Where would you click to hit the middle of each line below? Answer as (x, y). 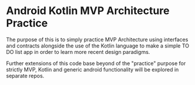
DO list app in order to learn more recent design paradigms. (78, 52)
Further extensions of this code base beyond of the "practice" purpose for (96, 63)
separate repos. (25, 76)
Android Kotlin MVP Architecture (88, 11)
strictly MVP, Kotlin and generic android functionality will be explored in (93, 69)
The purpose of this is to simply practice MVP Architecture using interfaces (97, 39)
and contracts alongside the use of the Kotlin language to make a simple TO (98, 46)
